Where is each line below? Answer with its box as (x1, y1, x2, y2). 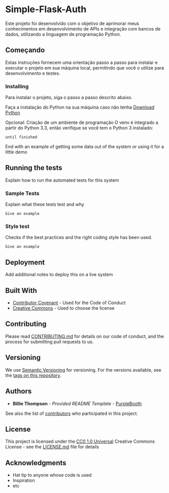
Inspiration (12, 477, 35, 483)
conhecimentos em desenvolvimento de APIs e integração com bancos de (5, 25, 161, 31)
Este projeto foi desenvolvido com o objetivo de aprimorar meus (5, 20, 140, 26)
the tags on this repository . (5, 372, 62, 378)
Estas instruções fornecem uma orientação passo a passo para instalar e (5, 59, 158, 65)
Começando (5, 46, 45, 54)
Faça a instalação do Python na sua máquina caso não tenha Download (5, 104, 155, 110)
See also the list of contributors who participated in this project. (5, 410, 139, 416)
